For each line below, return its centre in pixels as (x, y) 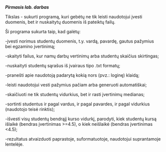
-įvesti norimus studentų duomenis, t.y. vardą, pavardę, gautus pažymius (80, 41)
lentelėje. (14, 144)
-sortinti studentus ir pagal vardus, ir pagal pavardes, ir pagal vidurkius (78, 104)
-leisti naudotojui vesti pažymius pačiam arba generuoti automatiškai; (76, 85)
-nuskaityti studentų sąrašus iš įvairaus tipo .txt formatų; (63, 66)
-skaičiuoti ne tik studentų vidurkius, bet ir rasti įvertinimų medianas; (75, 94)
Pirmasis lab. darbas (27, 7)
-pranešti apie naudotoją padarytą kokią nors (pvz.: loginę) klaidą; (72, 75)
